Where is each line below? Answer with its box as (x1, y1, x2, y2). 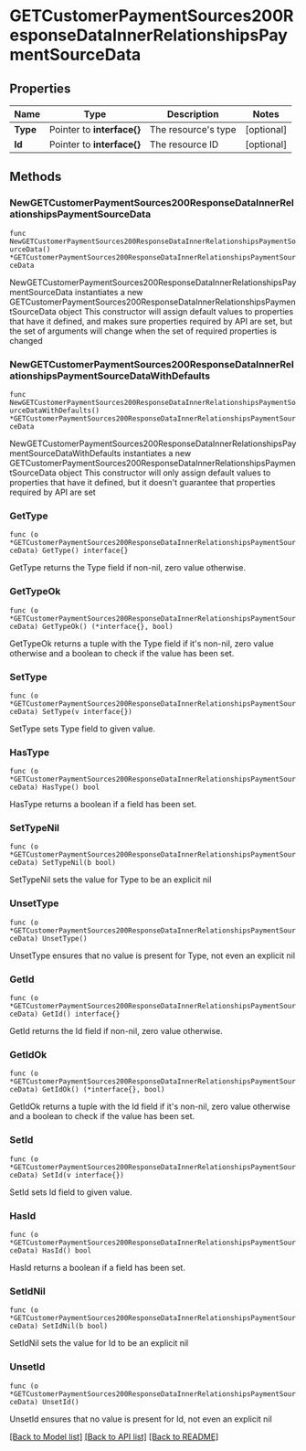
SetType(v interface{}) (42, 707, 132, 716)
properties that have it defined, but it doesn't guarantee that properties (9, 476, 276, 487)
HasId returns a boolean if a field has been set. (9, 1262, 185, 1273)
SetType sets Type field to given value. (9, 723, 155, 734)
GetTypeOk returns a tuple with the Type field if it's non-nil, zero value (9, 637, 274, 649)
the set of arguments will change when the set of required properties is (9, 325, 277, 336)
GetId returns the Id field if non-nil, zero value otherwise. (9, 1026, 224, 1037)
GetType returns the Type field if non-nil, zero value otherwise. (9, 562, 247, 573)
